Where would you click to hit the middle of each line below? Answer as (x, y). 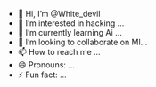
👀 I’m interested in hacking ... (71, 23)
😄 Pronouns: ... (46, 65)
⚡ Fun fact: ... (42, 75)
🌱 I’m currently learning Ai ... (70, 32)
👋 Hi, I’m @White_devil (59, 14)
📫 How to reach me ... (59, 52)
